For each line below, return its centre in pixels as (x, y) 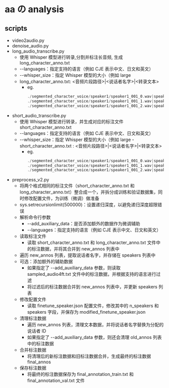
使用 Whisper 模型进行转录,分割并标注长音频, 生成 (71, 57)
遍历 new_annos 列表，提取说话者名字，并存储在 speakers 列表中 (88, 255)
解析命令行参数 (35, 217)
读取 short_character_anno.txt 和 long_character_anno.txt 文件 (92, 243)
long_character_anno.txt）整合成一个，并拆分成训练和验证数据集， (89, 192)
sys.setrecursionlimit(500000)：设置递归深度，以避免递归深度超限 (89, 205)
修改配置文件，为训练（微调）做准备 (62, 199)
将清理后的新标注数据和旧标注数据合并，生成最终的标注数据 (89, 356)
